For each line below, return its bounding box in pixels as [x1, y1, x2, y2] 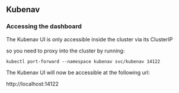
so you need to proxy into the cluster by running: [6, 47, 125, 54]
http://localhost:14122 [6, 80, 59, 87]
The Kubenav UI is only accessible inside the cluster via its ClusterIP [6, 35, 173, 43]
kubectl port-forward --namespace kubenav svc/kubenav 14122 [6, 58, 161, 64]
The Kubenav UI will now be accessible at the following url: [6, 69, 150, 76]
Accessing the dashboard [6, 22, 82, 31]
